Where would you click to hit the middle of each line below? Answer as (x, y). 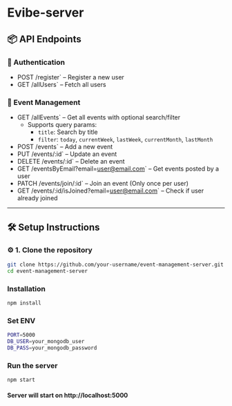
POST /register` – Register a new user (70, 77)
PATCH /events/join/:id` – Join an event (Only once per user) (103, 184)
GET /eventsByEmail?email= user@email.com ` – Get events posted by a (118, 169)
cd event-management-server (48, 271)
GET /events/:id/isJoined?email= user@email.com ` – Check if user (110, 191)
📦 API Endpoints (44, 39)
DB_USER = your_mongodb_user (46, 341)
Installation (27, 289)
